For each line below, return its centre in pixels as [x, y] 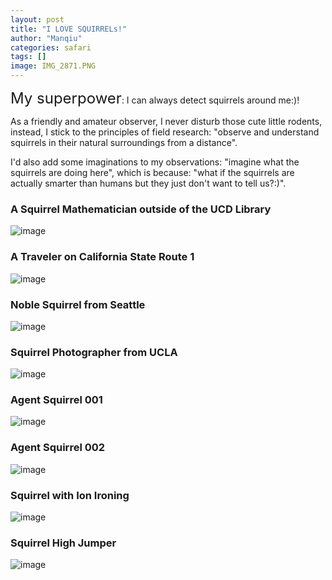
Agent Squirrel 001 [56, 400]
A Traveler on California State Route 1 [102, 257]
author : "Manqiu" [46, 38]
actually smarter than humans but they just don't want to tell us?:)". [148, 183]
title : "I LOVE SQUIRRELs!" [69, 29]
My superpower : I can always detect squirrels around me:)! [155, 98]
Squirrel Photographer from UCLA [94, 352]
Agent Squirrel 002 [58, 448]
